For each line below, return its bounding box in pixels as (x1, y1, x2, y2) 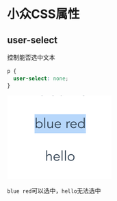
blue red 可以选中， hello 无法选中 (7, 187, 101, 195)
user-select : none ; (13, 75, 69, 82)
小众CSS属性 (7, 6, 80, 22)
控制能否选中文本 (7, 53, 55, 61)
